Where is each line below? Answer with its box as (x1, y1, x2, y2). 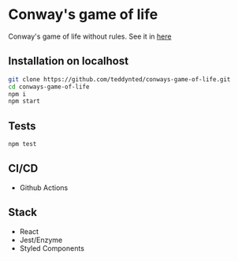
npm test (8, 140, 37, 148)
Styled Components (19, 243, 85, 253)
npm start (8, 97, 41, 106)
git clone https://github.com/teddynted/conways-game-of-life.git (8, 75, 231, 84)
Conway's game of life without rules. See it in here (8, 32, 172, 41)
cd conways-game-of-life (8, 83, 90, 91)
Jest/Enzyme (19, 235, 63, 244)
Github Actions (19, 183, 69, 192)
